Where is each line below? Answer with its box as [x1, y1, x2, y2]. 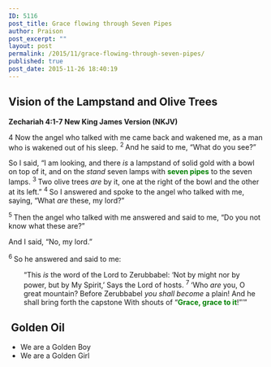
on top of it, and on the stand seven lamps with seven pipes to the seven [8, 167, 253, 177]
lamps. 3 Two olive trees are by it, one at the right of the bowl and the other [8, 176, 260, 186]
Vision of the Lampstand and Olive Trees [8, 95, 218, 109]
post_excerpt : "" [8, 34, 67, 43]
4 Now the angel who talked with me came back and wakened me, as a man [8, 132, 264, 142]
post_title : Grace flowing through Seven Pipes [8, 20, 173, 28]
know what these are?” [8, 221, 85, 231]
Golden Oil [11, 321, 65, 334]
